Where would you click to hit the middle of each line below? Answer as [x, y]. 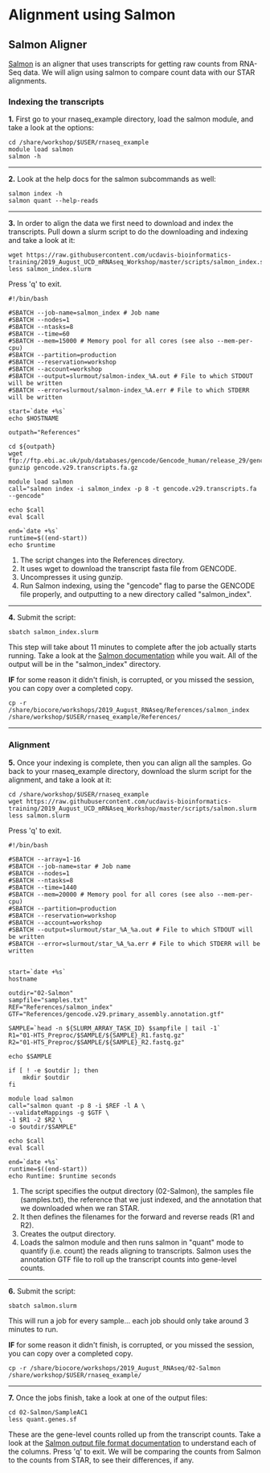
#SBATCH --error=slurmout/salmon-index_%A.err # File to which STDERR [129, 391]
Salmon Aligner [48, 45]
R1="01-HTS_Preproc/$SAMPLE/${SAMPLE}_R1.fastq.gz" [96, 1035]
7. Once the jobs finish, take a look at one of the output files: [108, 1397]
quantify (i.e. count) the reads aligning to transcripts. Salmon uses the [135, 1251]
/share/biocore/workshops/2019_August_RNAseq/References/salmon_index [129, 710]
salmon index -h [35, 194]
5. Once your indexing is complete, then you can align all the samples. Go [130, 763]
